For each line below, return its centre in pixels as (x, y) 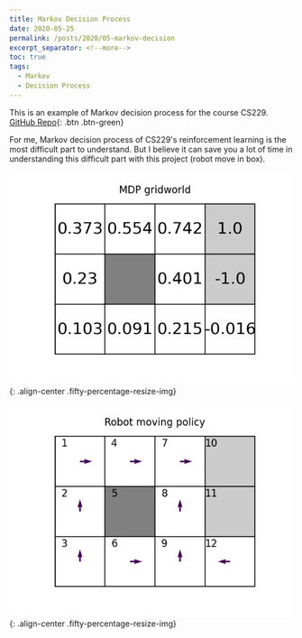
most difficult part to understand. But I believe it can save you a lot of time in (151, 149)
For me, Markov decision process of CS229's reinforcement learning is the (148, 139)
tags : (19, 67)
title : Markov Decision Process (70, 19)
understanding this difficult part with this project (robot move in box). (137, 159)
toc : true (28, 57)
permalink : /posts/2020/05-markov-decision (92, 38)
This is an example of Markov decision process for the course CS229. (139, 112)
